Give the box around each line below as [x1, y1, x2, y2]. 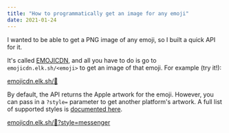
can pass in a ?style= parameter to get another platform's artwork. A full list [7, 97, 222, 105]
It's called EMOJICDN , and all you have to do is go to [7, 56, 157, 64]
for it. [7, 43, 23, 51]
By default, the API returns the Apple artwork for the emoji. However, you [7, 90, 215, 99]
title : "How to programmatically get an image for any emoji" [7, 10, 189, 17]
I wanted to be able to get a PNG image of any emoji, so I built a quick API [7, 35, 216, 43]
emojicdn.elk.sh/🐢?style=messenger [7, 118, 111, 126]
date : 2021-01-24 [7, 17, 57, 23]
